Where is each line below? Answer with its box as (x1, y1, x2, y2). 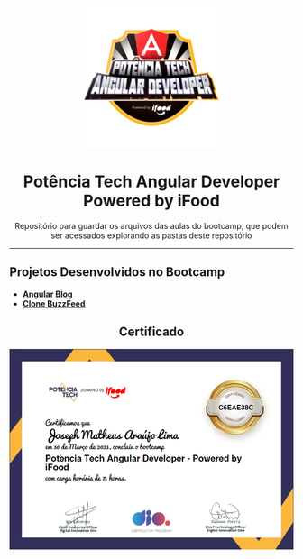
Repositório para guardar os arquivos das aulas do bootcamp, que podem (14, 220, 289, 231)
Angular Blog (22, 289, 73, 299)
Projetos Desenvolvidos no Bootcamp (9, 264, 225, 280)
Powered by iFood (82, 191, 221, 211)
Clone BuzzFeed (22, 298, 86, 308)
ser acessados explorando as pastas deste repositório (50, 230, 252, 241)
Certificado (118, 325, 185, 340)
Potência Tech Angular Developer (23, 171, 280, 192)
